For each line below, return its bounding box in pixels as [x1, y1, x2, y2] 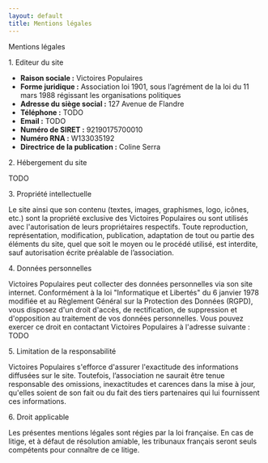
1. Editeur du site [8, 57, 64, 67]
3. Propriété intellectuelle [8, 189, 91, 198]
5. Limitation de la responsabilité [8, 346, 117, 356]
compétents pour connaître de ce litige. [8, 444, 140, 454]
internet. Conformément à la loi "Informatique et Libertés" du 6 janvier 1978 [8, 287, 259, 297]
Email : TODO [19, 116, 66, 125]
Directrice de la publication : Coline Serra [19, 142, 161, 151]
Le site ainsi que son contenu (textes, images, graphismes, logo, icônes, [8, 204, 249, 215]
